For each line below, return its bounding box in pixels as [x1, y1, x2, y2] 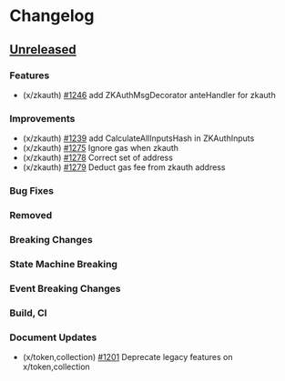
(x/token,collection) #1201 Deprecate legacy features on [22, 352, 233, 362]
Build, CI [9, 306, 47, 319]
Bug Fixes [9, 185, 55, 197]
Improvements [9, 112, 76, 125]
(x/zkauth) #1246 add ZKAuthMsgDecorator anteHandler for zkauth [22, 89, 276, 100]
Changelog [9, 5, 95, 26]
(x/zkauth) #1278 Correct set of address [22, 152, 173, 164]
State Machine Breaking [9, 257, 118, 270]
